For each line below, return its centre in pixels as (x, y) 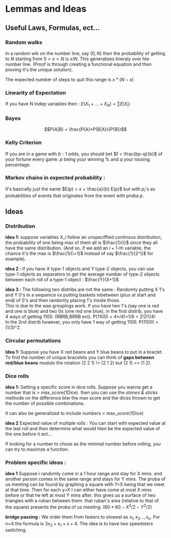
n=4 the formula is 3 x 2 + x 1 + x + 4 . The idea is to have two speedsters (79, 524)
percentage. (18, 164)
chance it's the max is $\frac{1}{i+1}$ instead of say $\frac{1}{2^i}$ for (79, 254)
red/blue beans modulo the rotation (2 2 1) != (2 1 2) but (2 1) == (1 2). (78, 362)
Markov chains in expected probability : (55, 178)
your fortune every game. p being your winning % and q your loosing (78, 159)
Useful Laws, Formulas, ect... (53, 28)
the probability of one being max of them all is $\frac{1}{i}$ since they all (81, 242)
